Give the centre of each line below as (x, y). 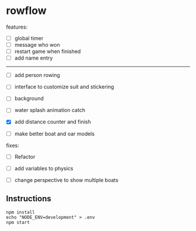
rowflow (26, 11)
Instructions (29, 199)
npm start (18, 222)
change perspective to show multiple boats (66, 180)
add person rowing (37, 75)
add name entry (34, 58)
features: (17, 27)
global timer (29, 38)
